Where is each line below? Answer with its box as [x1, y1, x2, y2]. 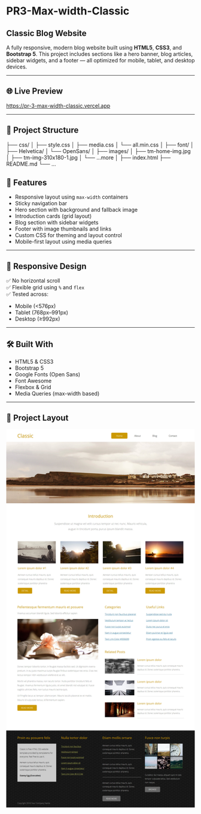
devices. [6, 63, 28, 70]
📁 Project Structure [6, 125, 79, 136]
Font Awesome [14, 377, 52, 385]
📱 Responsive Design [6, 261, 87, 271]
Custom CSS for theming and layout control [14, 232, 123, 239]
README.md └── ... [6, 160, 56, 167]
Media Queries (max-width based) [14, 390, 100, 397]
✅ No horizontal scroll [6, 277, 60, 285]
